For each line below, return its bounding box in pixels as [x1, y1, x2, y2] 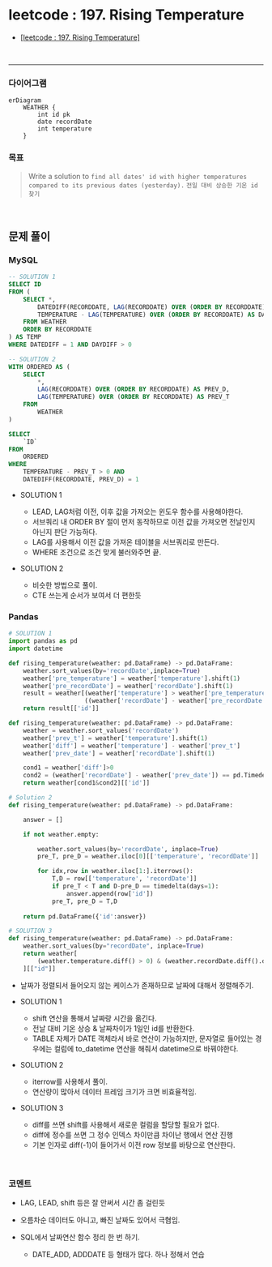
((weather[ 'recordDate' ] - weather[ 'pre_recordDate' [84, 697, 266, 705]
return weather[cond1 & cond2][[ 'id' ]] [23, 779, 151, 787]
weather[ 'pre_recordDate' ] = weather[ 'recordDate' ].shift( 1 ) [23, 682, 233, 690]
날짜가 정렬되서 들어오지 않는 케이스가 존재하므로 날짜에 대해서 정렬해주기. [19, 980, 254, 990]
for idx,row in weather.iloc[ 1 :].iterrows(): [37, 867, 194, 875]
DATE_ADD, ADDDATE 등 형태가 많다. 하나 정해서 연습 [32, 1249, 205, 1259]
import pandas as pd [8, 637, 79, 645]
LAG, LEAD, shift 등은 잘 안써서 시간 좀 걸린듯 [19, 1197, 166, 1207]
